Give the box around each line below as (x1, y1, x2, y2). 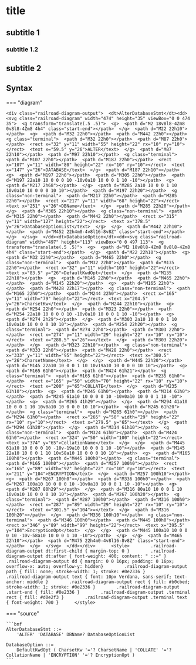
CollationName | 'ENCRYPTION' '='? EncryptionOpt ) (6, 652, 135, 658)
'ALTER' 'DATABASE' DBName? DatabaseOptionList (16, 631, 135, 637)
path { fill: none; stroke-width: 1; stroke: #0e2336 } (6, 568, 146, 574)
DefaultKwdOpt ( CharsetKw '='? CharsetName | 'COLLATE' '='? (16, 647, 172, 653)
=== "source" (6, 610, 39, 617)
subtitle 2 (6, 63, 42, 73)
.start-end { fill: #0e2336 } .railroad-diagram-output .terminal (6, 589, 191, 595)
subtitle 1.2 (6, 45, 38, 54)
